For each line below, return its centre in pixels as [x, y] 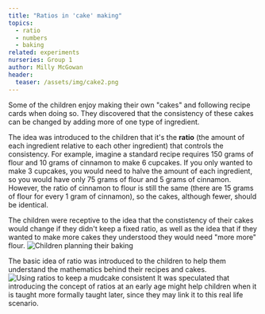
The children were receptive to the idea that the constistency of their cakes [131, 220]
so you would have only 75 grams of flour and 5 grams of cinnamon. [120, 179]
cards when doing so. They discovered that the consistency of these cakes [131, 113]
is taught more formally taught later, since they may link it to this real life [126, 294]
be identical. [29, 204]
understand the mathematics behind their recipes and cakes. [108, 269]
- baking [30, 45]
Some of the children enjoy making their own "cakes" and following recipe [129, 105]
